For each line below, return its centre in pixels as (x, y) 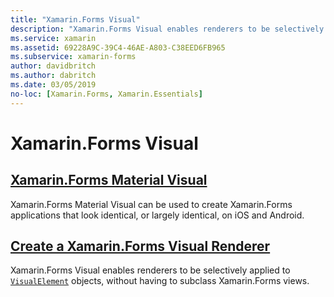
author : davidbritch (53, 66)
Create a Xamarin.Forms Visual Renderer (140, 246)
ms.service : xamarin (53, 38)
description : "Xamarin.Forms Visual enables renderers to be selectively (167, 29)
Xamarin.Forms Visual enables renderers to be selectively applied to (150, 270)
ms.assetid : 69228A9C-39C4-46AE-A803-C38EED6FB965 (118, 47)
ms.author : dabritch (53, 76)
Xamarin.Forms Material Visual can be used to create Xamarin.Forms (151, 204)
